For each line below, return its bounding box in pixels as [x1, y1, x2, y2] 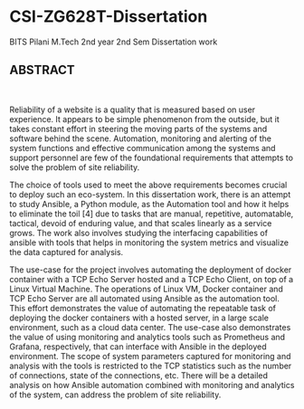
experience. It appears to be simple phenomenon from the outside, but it [9, 113, 280, 124]
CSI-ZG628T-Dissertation [9, 6, 208, 27]
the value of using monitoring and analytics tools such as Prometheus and [9, 331, 286, 342]
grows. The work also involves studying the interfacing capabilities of [9, 227, 269, 238]
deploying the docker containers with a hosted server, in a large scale [9, 312, 270, 323]
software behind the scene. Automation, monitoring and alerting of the [9, 133, 271, 144]
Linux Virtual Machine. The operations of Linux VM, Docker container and [9, 283, 283, 294]
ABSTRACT [9, 62, 75, 78]
